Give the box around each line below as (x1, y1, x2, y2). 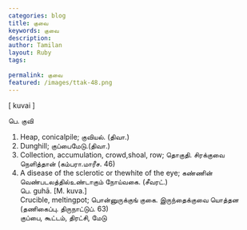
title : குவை (8, 19, 49, 27)
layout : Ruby (8, 49, 52, 57)
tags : (8, 57, 26, 65)
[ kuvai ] (8, 101, 36, 110)
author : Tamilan (8, 42, 62, 50)
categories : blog (8, 11, 66, 20)
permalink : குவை (8, 71, 63, 79)
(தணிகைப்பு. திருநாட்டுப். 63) (19, 204, 110, 213)
